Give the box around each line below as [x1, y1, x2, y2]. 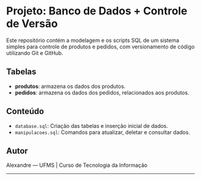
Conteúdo [6, 106, 44, 117]
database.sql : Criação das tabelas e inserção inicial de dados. [14, 122, 169, 129]
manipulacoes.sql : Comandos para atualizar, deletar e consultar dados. [14, 129, 190, 136]
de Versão [6, 17, 58, 30]
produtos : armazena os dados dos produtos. [14, 83, 126, 90]
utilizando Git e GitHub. [6, 49, 63, 56]
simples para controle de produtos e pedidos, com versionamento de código [6, 43, 195, 50]
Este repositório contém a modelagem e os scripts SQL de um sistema [6, 36, 179, 44]
